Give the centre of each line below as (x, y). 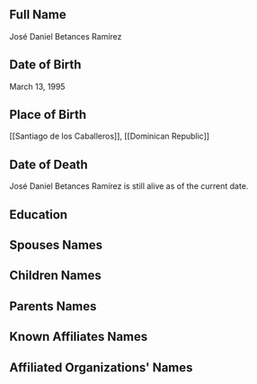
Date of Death (49, 164)
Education (39, 214)
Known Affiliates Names (79, 337)
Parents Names (53, 306)
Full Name (38, 15)
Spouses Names (56, 245)
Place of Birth (48, 115)
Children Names (55, 276)
